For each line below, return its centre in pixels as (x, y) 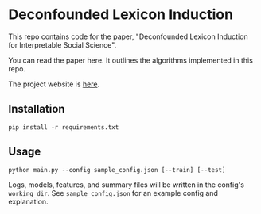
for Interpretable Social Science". (62, 44)
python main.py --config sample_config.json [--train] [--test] (117, 170)
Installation (37, 109)
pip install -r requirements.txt (64, 127)
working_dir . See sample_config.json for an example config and (113, 193)
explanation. (29, 201)
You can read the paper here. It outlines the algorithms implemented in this (130, 60)
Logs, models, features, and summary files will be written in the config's (127, 185)
